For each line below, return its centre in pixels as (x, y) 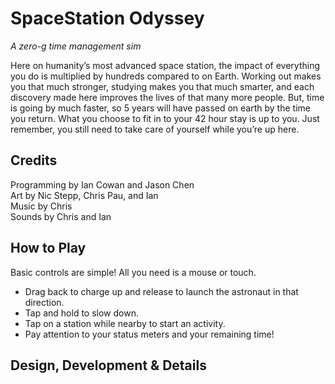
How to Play (48, 248)
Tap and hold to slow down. (81, 313)
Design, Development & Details (108, 365)
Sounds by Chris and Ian (61, 216)
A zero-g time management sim (76, 46)
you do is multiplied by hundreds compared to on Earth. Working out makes (166, 76)
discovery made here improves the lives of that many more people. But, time (167, 97)
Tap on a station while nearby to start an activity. (125, 323)
